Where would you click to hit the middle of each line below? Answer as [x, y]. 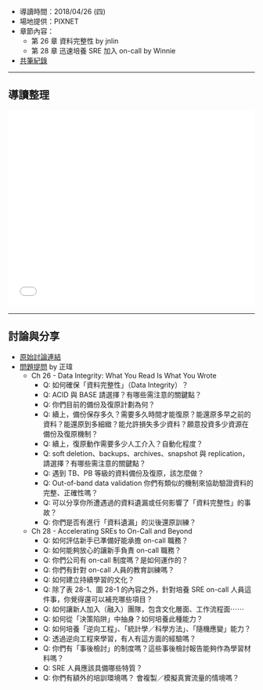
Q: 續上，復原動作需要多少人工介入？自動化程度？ [123, 444]
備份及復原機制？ [70, 433]
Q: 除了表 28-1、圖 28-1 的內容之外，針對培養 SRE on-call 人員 [144, 589]
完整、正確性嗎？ [70, 492]
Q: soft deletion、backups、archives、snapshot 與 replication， [146, 453]
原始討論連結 [40, 356]
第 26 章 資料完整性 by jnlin [75, 41]
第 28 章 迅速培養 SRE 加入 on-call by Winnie [103, 51]
